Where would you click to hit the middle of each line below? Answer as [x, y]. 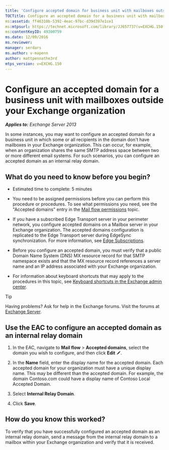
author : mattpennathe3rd [31, 58]
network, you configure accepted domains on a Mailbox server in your [85, 224]
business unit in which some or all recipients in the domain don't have [77, 140]
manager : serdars [23, 48]
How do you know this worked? [55, 420]
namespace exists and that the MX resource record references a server [87, 261]
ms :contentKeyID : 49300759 [33, 32]
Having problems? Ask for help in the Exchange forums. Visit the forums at [82, 307]
